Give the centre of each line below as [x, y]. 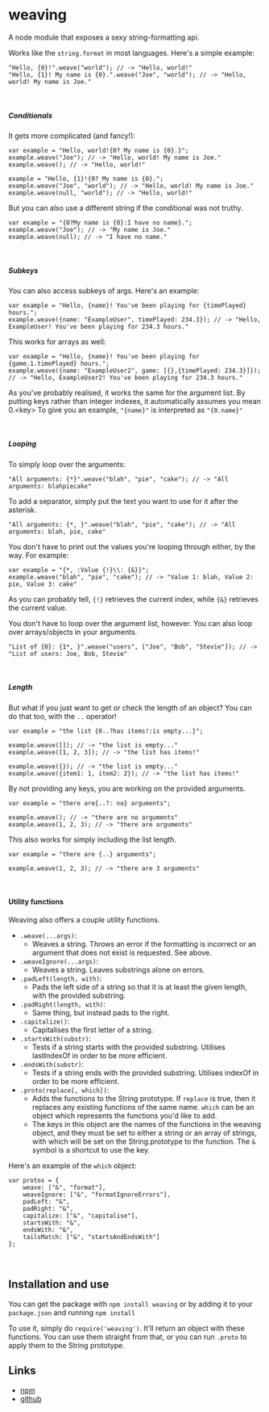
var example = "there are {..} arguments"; [83, 854]
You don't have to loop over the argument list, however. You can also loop [130, 623]
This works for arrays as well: [57, 342]
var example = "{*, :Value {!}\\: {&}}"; [79, 570]
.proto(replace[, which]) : [64, 1090]
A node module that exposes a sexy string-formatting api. [104, 37]
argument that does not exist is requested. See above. [122, 953]
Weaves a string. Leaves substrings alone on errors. [118, 970]
